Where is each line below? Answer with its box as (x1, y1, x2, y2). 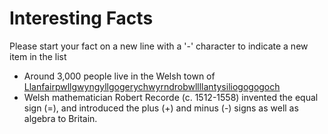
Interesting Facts (9, 7, 154, 30)
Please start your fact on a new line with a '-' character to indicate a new (9, 40, 309, 52)
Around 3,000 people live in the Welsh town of (23, 70, 216, 82)
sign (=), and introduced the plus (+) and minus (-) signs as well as (23, 102, 299, 114)
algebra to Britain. (23, 112, 98, 124)
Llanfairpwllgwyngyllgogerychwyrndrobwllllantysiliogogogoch (23, 80, 281, 92)
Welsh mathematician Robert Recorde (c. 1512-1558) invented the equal (23, 91, 319, 103)
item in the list (9, 50, 67, 62)
